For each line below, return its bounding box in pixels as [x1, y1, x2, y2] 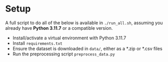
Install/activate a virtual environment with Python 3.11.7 [12, 35, 127, 41]
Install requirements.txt [12, 40, 63, 46]
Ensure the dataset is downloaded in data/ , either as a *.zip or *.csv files [12, 45, 162, 51]
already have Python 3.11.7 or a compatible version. [5, 25, 113, 31]
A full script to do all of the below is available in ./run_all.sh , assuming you [5, 20, 163, 26]
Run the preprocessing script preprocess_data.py [12, 51, 115, 57]
